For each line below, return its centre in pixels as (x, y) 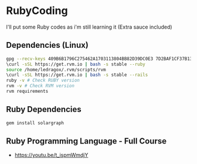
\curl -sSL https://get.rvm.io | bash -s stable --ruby (76, 64)
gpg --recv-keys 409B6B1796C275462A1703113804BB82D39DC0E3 (80, 59)
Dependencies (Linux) (47, 45)
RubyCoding (37, 11)
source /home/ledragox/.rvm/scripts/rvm (56, 69)
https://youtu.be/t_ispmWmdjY (51, 155)
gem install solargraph (35, 123)
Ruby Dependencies (44, 109)
